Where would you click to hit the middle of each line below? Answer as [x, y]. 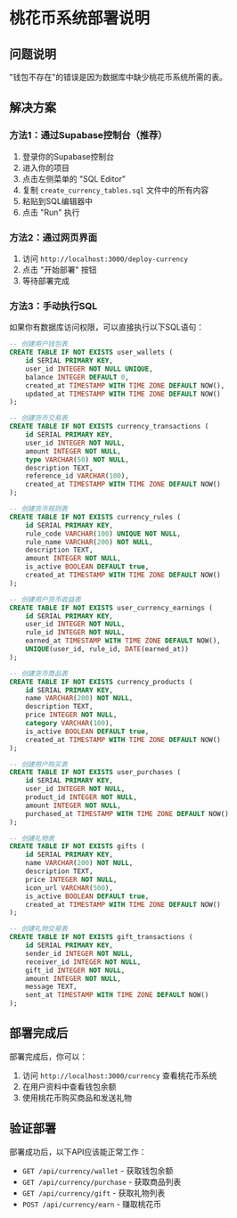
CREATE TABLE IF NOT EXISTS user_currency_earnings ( [111, 608]
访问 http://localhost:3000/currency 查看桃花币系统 [119, 1075]
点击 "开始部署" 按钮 [59, 269]
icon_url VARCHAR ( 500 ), [69, 887]
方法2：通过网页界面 [53, 237]
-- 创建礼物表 [32, 838]
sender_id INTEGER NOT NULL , [79, 953]
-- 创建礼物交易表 [39, 929]
